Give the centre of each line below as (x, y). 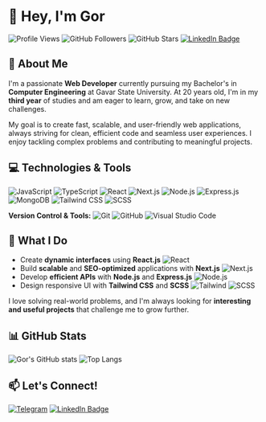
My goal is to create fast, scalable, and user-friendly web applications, (125, 125)
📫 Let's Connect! (53, 385)
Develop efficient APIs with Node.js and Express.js (106, 277)
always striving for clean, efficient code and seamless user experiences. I (130, 133)
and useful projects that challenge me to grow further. (99, 309)
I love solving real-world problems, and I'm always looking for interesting (130, 301)
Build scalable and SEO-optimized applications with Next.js (120, 268)
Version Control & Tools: (50, 215)
